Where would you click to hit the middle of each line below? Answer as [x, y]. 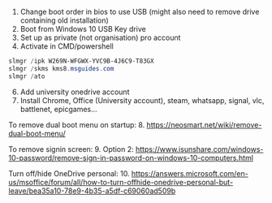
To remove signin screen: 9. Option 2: [71, 149]
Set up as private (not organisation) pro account [100, 37]
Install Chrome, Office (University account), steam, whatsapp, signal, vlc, [142, 100]
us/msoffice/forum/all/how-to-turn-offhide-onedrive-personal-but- [121, 182]
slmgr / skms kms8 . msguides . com [61, 68]
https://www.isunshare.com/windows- [199, 149]
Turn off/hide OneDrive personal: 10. [69, 173]
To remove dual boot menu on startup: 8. [77, 124]
